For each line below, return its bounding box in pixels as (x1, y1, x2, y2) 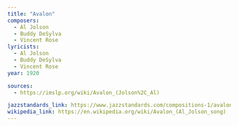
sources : (7, 82, 33, 89)
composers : (7, 17, 40, 24)
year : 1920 (7, 69, 40, 76)
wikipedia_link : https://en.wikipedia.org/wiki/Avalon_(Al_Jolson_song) (7, 108, 227, 115)
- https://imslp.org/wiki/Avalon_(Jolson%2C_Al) (13, 89, 160, 96)
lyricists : (7, 43, 40, 50)
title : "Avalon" (7, 10, 55, 18)
